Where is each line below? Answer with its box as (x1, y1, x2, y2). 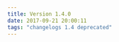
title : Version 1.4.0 (7, 10, 72, 18)
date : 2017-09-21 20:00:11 (7, 17, 87, 24)
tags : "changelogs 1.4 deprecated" (7, 23, 113, 31)
